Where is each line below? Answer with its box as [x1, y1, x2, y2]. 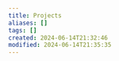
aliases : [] [8, 19, 48, 27]
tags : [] [8, 26, 37, 34]
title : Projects [8, 11, 62, 20]
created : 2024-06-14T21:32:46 [8, 33, 109, 42]
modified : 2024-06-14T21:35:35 [8, 41, 112, 49]
